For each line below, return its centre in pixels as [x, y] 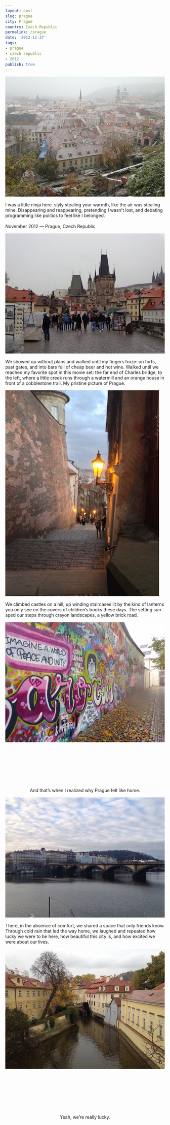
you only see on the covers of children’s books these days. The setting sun [83, 610]
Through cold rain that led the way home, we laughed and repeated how [80, 931]
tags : [11, 43]
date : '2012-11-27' [26, 38]
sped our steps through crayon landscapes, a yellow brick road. [72, 615]
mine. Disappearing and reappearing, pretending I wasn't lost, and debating [84, 210]
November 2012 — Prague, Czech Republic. [51, 227]
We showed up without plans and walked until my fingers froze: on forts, [81, 362]
